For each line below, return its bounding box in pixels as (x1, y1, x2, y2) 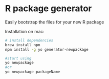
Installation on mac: (5, 28, 44, 34)
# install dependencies (5, 38, 54, 43)
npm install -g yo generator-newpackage (5, 47, 89, 52)
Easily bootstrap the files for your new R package (5, 19, 104, 25)
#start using (5, 56, 32, 61)
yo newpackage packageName (5, 69, 60, 75)
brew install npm (5, 42, 41, 47)
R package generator (5, 3, 92, 14)
